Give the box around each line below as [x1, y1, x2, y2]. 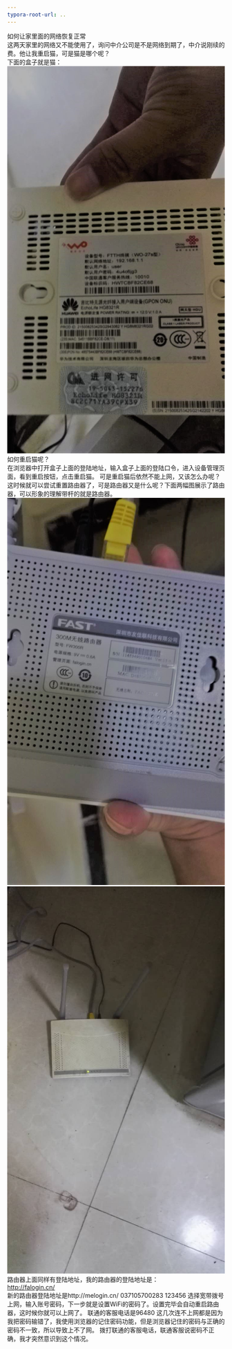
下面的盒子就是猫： [7, 57, 62, 66]
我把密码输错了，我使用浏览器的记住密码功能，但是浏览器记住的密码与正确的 [7, 1317, 225, 1325]
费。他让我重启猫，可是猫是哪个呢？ [7, 49, 110, 57]
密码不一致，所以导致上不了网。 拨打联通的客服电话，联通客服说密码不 [7, 1325, 209, 1334]
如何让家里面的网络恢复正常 [7, 32, 86, 40]
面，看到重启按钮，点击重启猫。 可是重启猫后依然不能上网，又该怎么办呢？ [7, 472, 221, 481]
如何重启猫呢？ [7, 455, 50, 463]
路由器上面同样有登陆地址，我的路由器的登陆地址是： [7, 1275, 159, 1283]
